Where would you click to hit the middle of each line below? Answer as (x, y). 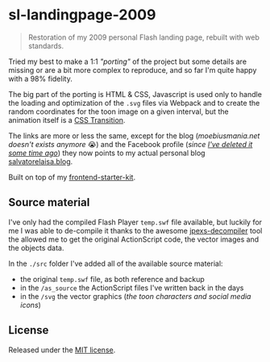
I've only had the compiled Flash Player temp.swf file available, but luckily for (135, 222)
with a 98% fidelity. (40, 78)
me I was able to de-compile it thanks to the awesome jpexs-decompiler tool (135, 230)
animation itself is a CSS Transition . (67, 120)
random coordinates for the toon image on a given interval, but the (118, 112)
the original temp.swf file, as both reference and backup (112, 279)
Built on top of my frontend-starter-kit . (72, 177)
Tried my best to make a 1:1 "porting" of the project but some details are (128, 61)
